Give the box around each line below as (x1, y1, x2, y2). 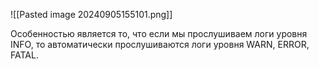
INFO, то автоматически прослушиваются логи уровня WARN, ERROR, (10, 39, 310, 50)
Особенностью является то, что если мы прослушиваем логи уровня (10, 28, 308, 39)
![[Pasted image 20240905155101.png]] (10, 9, 173, 20)
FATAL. (10, 49, 39, 61)
